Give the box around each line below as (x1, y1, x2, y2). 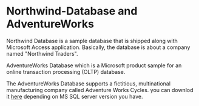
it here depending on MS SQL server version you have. (6, 93, 144, 100)
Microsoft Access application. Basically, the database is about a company (6, 44, 191, 51)
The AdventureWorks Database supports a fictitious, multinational (6, 80, 171, 87)
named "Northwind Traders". (6, 50, 78, 57)
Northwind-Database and (6, 4, 138, 18)
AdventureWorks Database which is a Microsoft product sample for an (6, 62, 182, 69)
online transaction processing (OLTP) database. (6, 68, 126, 75)
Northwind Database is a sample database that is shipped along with (6, 37, 178, 44)
